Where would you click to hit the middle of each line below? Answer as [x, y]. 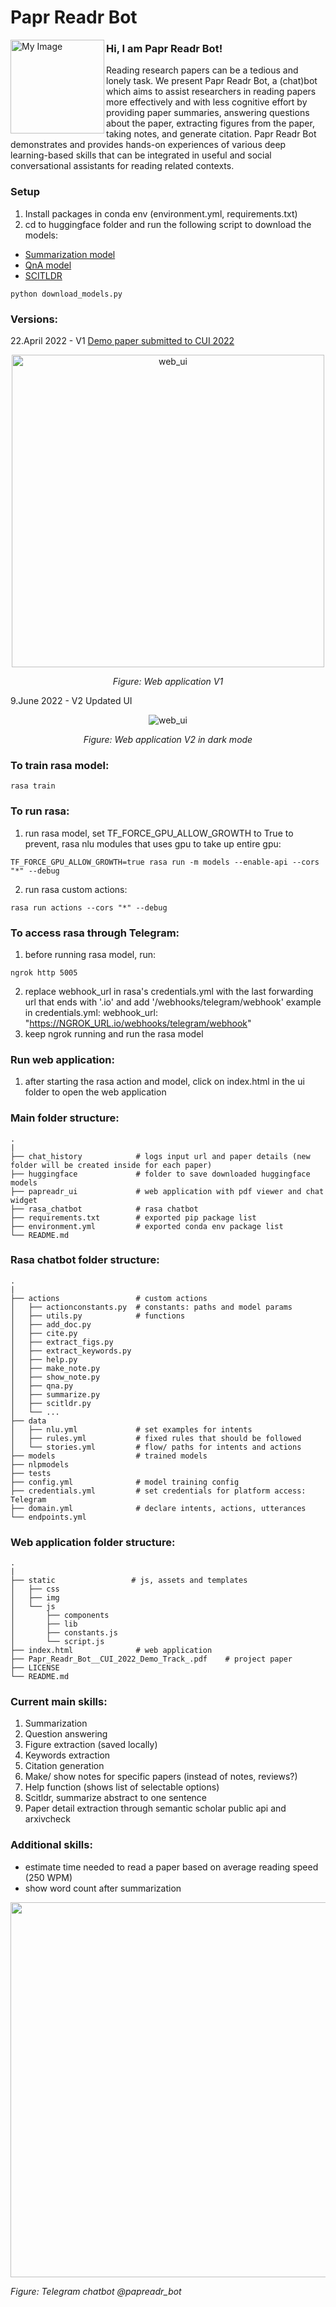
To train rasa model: [60, 765]
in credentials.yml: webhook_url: [91, 1012]
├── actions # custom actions [109, 1298]
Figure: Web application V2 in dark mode [168, 740]
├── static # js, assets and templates [129, 1581]
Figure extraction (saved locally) [91, 1745]
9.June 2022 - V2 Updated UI [71, 701]
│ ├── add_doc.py [51, 1324]
